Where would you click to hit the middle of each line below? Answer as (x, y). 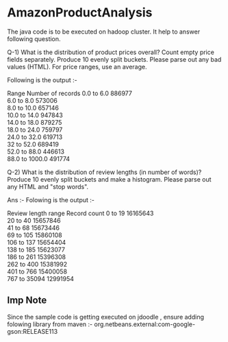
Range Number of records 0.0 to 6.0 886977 (69, 93)
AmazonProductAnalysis (80, 13)
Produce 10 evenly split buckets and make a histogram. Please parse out (109, 179)
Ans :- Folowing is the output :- (51, 199)
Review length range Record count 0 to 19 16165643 (80, 213)
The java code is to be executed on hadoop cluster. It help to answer (104, 32)
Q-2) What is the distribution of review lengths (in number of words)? (104, 172)
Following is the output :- (42, 80)
